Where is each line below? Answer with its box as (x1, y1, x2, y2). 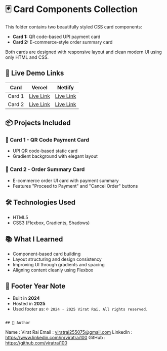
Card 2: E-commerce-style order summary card (12, 39, 113, 45)
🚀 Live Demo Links (5, 69, 64, 78)
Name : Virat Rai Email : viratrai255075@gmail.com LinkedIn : (5, 329, 133, 335)
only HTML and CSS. (5, 54, 49, 60)
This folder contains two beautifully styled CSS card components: (5, 23, 143, 30)
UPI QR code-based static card (12, 148, 78, 154)
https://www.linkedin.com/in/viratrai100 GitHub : (5, 335, 106, 341)
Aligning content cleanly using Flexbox (12, 267, 94, 273)
